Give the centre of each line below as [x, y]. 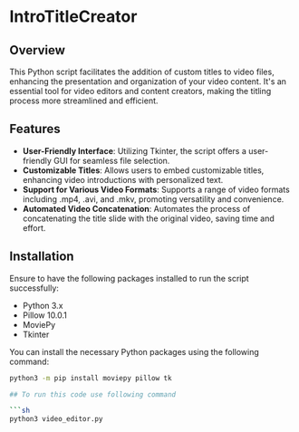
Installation [42, 257]
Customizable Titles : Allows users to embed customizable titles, [143, 170]
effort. [34, 227]
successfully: [34, 288]
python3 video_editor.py [56, 419]
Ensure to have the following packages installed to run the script [129, 278]
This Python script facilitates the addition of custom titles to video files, [142, 72]
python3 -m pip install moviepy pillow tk [91, 378]
